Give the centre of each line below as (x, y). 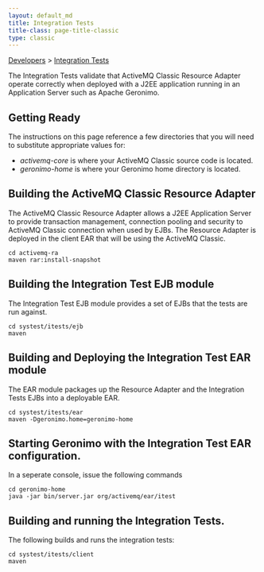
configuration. (45, 456)
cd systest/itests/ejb (46, 327)
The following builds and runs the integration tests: (91, 540)
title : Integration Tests (51, 23)
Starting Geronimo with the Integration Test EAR (130, 443)
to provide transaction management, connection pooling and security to (126, 221)
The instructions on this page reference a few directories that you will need (131, 137)
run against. (28, 311)
